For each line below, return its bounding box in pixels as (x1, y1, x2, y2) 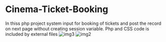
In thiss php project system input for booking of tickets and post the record (5, 20, 161, 26)
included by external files (5, 31, 58, 37)
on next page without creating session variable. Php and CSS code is (5, 25, 149, 31)
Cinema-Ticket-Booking (5, 4, 108, 15)
